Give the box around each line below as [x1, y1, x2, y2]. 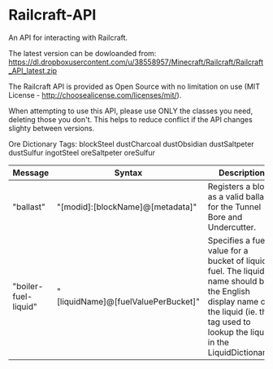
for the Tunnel [207, 201, 262, 213]
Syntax [114, 167, 143, 178]
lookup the [207, 326, 249, 337]
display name [207, 296, 259, 307]
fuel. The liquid [207, 265, 265, 276]
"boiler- [12, 280, 44, 292]
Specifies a [207, 235, 250, 246]
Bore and [207, 211, 243, 222]
